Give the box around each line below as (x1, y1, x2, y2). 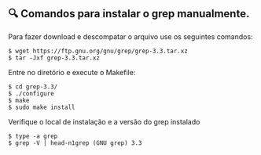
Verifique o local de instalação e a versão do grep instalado (8, 117, 200, 126)
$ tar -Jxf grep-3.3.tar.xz (8, 54, 101, 62)
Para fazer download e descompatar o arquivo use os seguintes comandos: (8, 31, 253, 41)
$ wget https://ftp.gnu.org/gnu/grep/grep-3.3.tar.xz (8, 47, 189, 55)
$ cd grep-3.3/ (8, 82, 58, 91)
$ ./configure (8, 89, 55, 97)
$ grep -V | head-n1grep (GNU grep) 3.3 (8, 139, 143, 147)
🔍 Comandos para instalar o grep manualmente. (8, 7, 250, 20)
